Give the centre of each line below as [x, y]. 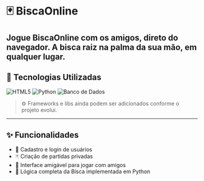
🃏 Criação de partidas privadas [54, 156]
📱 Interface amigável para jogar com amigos [70, 165]
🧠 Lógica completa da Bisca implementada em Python [83, 172]
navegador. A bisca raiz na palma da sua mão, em [102, 47]
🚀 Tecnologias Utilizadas [54, 77]
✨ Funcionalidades [42, 135]
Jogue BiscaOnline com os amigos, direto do [92, 37]
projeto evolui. [39, 110]
